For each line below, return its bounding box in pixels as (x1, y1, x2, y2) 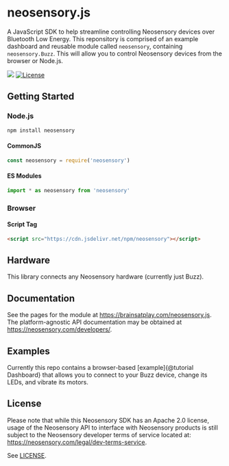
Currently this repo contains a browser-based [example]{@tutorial (7, 364, 194, 372)
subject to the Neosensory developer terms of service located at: (7, 430, 191, 439)
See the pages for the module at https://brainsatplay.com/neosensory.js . (7, 311, 212, 319)
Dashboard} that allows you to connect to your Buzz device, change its (7, 371, 208, 379)
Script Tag (7, 220, 38, 229)
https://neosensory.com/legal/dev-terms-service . (7, 438, 147, 446)
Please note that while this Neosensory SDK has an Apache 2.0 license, (7, 416, 209, 424)
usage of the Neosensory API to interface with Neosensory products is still (7, 423, 218, 432)
